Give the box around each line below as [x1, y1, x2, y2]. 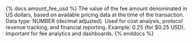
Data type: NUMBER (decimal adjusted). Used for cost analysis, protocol [5, 18, 183, 24]
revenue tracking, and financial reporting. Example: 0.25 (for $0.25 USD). [5, 24, 185, 31]
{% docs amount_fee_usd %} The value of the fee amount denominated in [5, 5, 188, 12]
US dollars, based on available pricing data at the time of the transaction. [5, 11, 185, 18]
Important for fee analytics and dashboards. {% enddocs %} [5, 30, 154, 37]
